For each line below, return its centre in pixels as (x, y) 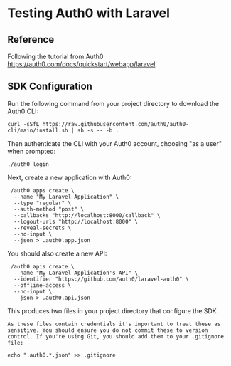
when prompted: (32, 151)
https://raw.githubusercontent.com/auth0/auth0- (116, 124)
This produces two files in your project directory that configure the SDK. (113, 310)
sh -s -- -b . (98, 130)
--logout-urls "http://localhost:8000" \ (76, 221)
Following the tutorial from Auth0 (55, 56)
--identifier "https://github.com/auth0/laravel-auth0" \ (102, 279)
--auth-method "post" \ (49, 209)
